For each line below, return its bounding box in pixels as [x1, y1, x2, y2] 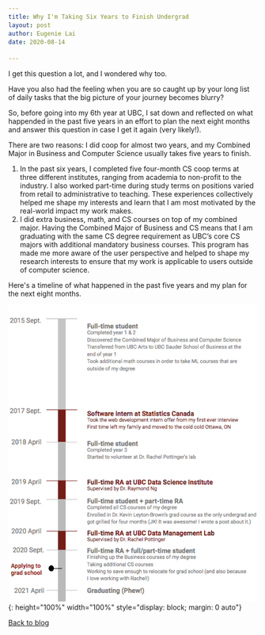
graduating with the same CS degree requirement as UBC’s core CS [19, 231, 240, 241]
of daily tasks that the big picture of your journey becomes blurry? [8, 93, 224, 102]
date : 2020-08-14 [8, 38, 66, 46]
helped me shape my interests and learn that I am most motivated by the [19, 198, 256, 208]
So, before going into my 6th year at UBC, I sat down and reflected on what [8, 108, 253, 118]
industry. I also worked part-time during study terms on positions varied [19, 181, 255, 190]
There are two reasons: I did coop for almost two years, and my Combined [8, 140, 251, 150]
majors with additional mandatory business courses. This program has [19, 240, 249, 250]
